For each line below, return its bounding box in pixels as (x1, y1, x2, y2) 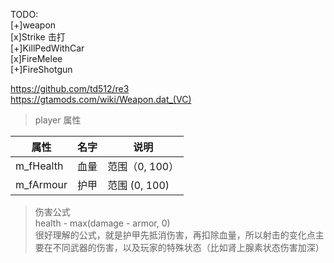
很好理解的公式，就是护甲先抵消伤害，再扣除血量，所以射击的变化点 (34, 229, 316, 241)
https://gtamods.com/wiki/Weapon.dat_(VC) (10, 94, 192, 105)
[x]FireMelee (10, 53, 63, 64)
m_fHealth (15, 159, 64, 173)
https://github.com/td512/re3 (10, 83, 130, 94)
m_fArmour (15, 178, 68, 191)
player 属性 (34, 114, 82, 126)
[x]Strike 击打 (10, 31, 66, 43)
